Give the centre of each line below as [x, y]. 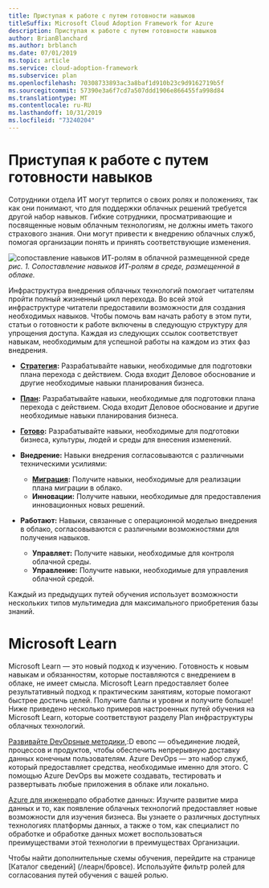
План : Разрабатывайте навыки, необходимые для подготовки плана [137, 398]
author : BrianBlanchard [48, 38]
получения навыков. [55, 537]
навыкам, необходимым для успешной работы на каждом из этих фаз [129, 342]
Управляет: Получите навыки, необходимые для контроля [133, 553]
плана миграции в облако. [77, 488]
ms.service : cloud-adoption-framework [73, 68]
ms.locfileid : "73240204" [51, 121]
